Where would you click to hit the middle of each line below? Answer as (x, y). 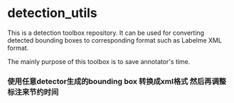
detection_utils (52, 13)
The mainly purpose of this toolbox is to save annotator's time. (99, 61)
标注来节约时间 (33, 92)
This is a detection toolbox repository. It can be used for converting (106, 33)
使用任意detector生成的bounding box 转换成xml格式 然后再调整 (117, 81)
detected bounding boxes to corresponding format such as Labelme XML (115, 40)
